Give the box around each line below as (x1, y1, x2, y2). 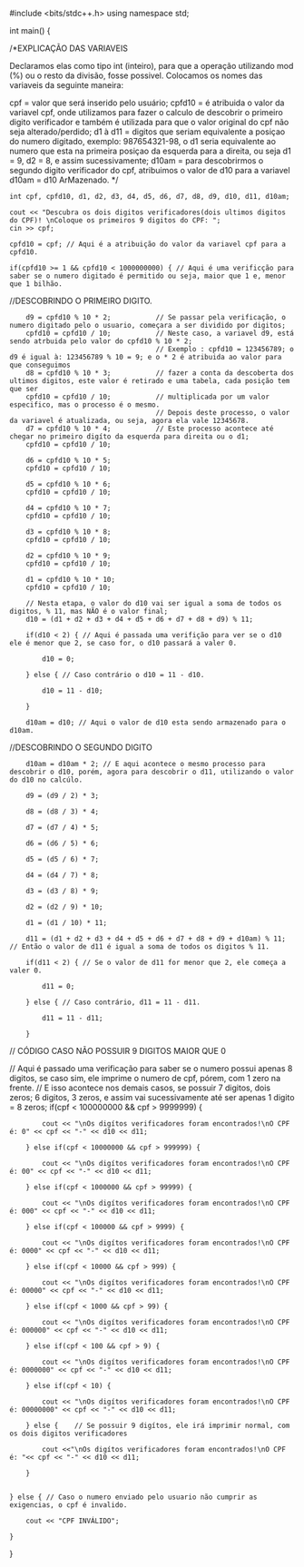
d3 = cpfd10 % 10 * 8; (25, 527, 112, 537)
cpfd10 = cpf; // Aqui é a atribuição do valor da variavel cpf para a (9, 240, 286, 249)
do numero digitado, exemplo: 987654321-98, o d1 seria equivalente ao (9, 136, 277, 146)
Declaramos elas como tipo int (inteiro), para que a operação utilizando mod (9, 61, 294, 71)
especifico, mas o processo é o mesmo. (9, 400, 161, 409)
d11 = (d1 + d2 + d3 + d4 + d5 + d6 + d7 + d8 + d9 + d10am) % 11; (25, 934, 286, 943)
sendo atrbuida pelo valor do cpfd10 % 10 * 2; (9, 337, 193, 346)
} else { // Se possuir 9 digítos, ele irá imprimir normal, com (25, 1421, 290, 1430)
